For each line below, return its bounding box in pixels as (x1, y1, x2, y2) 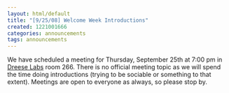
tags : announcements (7, 36, 68, 43)
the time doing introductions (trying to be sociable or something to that (7, 71, 211, 79)
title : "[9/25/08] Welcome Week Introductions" (7, 17, 149, 24)
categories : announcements (7, 29, 86, 37)
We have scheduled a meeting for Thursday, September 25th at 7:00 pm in (7, 55, 223, 64)
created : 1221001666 (7, 23, 68, 30)
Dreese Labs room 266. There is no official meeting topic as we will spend (7, 63, 221, 71)
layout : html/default (7, 10, 71, 17)
